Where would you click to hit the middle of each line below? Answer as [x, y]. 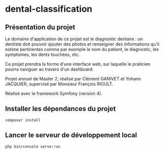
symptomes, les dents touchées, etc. [43, 54]
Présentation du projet [40, 27]
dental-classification [49, 9]
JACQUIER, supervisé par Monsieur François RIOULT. [59, 84]
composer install [23, 120]
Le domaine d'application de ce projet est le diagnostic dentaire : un [74, 39]
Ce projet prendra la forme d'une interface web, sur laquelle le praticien [78, 64]
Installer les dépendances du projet [61, 109]
